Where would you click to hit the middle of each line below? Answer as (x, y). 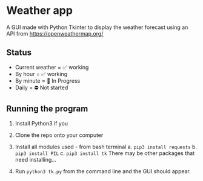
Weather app (39, 11)
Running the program (47, 109)
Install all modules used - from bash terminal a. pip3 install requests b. (106, 147)
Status (19, 53)
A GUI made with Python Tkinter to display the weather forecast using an (97, 27)
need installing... (35, 159)
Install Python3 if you (42, 123)
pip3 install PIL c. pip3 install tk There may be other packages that (105, 153)
